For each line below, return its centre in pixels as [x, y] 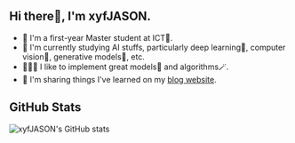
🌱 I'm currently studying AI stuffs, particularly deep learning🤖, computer [154, 47]
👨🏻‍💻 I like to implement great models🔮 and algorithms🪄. [125, 67]
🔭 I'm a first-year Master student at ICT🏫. [97, 37]
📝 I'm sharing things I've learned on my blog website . [120, 79]
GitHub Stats [45, 107]
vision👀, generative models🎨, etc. [83, 56]
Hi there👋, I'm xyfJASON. [80, 16]
